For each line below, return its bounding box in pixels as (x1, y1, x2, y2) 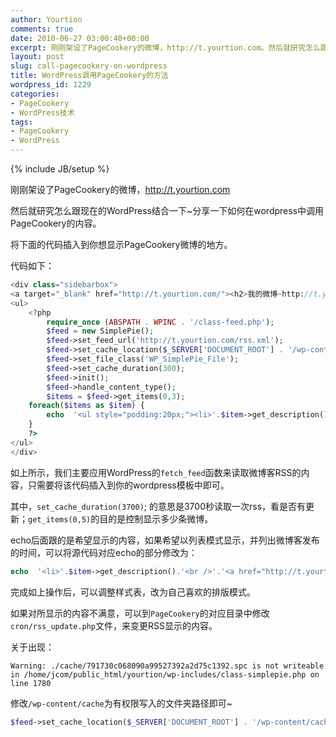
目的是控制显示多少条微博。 (99, 512, 214, 525)
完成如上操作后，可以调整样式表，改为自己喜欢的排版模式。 (10, 586, 256, 598)
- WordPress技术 (10, 107, 75, 118)
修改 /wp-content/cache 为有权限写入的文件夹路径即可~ (10, 697, 233, 709)
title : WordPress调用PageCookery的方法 (10, 71, 169, 81)
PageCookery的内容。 (10, 217, 102, 229)
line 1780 (10, 678, 52, 688)
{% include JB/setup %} (10, 163, 110, 175)
